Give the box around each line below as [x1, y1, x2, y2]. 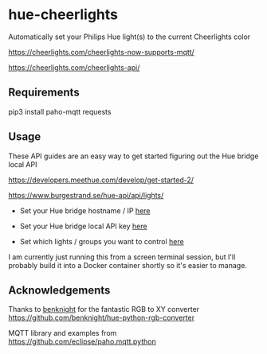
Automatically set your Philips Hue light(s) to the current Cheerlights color [8, 32, 251, 41]
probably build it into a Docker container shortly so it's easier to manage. [8, 260, 247, 270]
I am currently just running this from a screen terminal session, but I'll [8, 252, 236, 262]
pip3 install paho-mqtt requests [8, 107, 112, 116]
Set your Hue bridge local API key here [19, 221, 147, 231]
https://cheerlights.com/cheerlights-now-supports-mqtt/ [8, 47, 195, 56]
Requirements [8, 86, 80, 99]
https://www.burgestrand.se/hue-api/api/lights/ [8, 190, 164, 200]
